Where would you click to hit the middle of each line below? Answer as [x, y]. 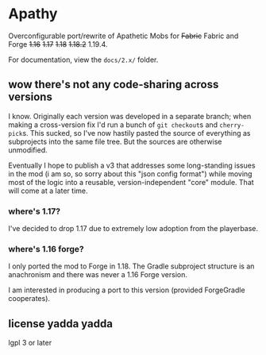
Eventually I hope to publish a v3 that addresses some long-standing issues [132, 165]
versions [31, 97]
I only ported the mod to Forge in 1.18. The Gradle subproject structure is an [131, 266]
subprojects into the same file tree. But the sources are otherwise [115, 141]
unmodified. [28, 150]
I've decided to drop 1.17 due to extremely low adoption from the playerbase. [133, 229]
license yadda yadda [61, 324]
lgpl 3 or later [30, 343]
